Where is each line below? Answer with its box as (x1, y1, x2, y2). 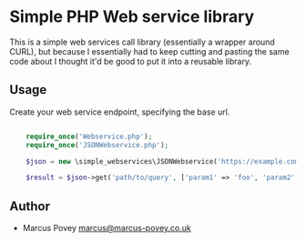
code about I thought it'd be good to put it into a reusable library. (9, 55, 252, 66)
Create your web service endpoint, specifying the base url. (9, 106, 230, 117)
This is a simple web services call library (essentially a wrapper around (9, 36, 275, 47)
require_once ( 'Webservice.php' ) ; (25, 132, 153, 141)
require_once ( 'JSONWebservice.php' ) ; (25, 140, 169, 149)
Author (9, 198, 50, 214)
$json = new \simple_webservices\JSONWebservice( (25, 156, 219, 166)
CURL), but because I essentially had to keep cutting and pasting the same (9, 45, 290, 56)
